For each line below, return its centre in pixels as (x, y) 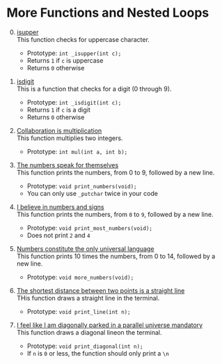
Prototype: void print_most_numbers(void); (89, 227)
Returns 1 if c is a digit (59, 109)
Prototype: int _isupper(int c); (74, 53)
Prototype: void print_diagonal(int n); (85, 346)
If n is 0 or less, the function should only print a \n (98, 353)
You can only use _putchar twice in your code (92, 193)
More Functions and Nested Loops (108, 13)
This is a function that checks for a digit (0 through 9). (94, 89)
